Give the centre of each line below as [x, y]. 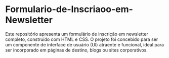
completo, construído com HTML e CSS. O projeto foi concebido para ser [82, 39]
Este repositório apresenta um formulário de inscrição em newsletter [77, 34]
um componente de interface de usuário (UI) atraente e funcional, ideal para [85, 44]
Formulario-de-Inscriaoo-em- [69, 9]
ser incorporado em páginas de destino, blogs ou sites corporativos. [77, 50]
